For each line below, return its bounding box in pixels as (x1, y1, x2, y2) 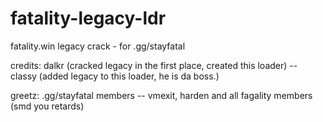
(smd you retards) (10, 100, 85, 112)
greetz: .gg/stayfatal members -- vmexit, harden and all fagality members (10, 89, 313, 101)
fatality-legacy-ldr (10, 7, 167, 30)
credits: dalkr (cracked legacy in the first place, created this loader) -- (10, 59, 298, 71)
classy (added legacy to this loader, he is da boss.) (10, 70, 220, 82)
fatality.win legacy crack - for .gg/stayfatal (10, 40, 186, 52)
